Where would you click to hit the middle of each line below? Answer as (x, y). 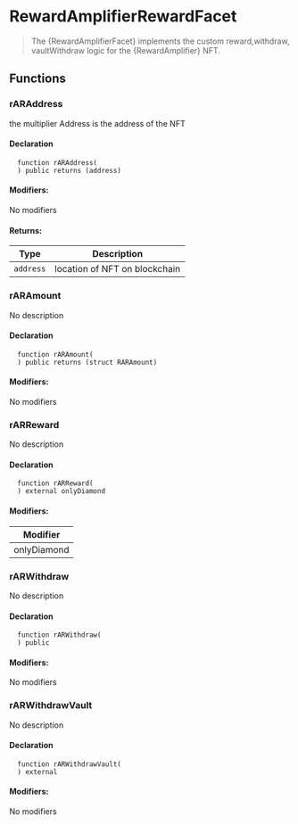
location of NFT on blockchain (118, 269)
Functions (38, 79)
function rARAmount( (55, 354)
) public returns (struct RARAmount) (87, 362)
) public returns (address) (70, 170)
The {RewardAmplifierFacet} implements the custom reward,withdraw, (160, 41)
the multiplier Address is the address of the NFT (97, 123)
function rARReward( (55, 483)
